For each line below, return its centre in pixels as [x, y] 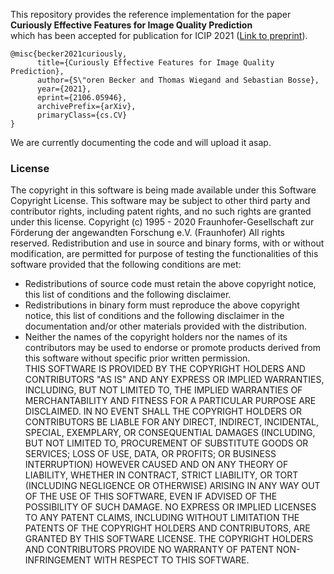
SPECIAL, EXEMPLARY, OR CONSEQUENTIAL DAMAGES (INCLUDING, [170, 433]
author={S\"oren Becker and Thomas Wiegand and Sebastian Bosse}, [178, 80]
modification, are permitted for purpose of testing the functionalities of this [164, 254]
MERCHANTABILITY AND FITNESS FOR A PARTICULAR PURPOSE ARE [170, 401]
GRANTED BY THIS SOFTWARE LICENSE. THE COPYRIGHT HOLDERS [169, 539]
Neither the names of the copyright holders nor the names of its [156, 337]
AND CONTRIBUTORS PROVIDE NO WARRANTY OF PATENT [149, 550]
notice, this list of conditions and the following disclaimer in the [154, 316]
